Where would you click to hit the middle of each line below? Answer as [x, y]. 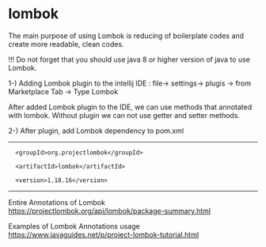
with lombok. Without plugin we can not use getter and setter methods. [124, 115]
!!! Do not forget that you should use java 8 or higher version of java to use [129, 59]
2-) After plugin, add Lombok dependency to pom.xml [96, 131]
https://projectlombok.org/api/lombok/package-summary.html [110, 211]
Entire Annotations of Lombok [57, 202]
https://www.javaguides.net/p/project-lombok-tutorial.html [104, 234]
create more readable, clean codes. [66, 44]
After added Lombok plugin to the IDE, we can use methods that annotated [130, 107]
